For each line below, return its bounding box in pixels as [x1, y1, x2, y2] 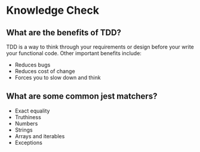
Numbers [14, 120, 38, 127]
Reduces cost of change [14, 68, 76, 75]
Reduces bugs [14, 61, 51, 68]
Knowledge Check [6, 4, 100, 17]
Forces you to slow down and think [14, 74, 101, 81]
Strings [14, 126, 33, 133]
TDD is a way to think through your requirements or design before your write [6, 43, 194, 50]
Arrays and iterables [14, 132, 65, 139]
